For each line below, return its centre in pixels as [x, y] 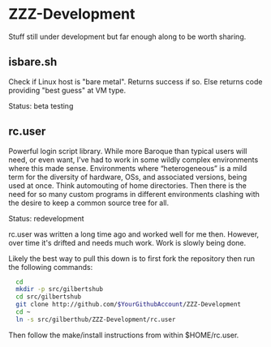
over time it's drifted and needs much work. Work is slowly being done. [127, 242]
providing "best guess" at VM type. [67, 90]
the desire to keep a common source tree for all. [89, 203]
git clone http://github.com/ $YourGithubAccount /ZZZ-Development [129, 305]
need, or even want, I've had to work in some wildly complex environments [133, 160]
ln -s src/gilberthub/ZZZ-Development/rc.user [96, 319]
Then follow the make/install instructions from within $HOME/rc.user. [124, 335]
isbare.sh [33, 62]
